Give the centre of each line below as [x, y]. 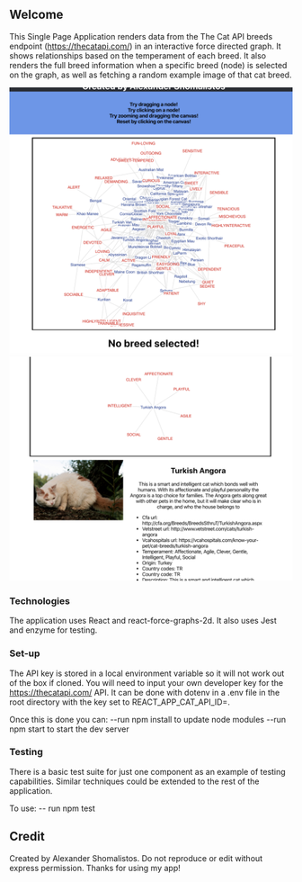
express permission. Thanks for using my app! [95, 868]
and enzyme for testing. [53, 630]
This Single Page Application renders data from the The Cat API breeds [141, 36]
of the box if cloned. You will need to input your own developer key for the [147, 682]
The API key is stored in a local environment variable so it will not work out [147, 673]
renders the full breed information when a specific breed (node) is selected [148, 65]
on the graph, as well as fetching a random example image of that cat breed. [151, 75]
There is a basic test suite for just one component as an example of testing [147, 771]
